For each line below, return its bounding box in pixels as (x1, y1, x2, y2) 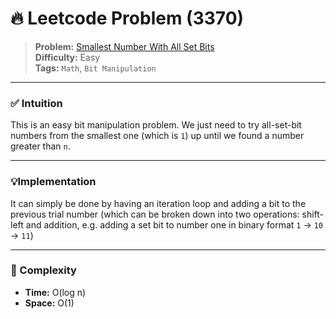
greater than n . (10, 140, 71, 152)
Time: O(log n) (24, 286, 87, 298)
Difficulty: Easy (34, 51, 101, 63)
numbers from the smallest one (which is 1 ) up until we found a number (10, 130, 305, 142)
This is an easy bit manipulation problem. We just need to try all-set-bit (10, 119, 302, 131)
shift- (301, 208, 325, 220)
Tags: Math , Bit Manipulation (34, 62, 157, 74)
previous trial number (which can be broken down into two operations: (10, 208, 300, 220)
